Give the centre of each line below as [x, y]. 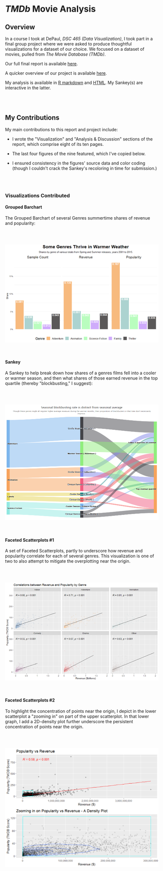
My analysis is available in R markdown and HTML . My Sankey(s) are [74, 82]
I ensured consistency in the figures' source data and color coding [79, 163]
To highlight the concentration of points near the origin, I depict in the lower [81, 711]
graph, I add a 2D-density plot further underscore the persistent [69, 721]
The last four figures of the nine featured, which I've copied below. [79, 153]
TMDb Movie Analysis [51, 9]
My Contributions [32, 118]
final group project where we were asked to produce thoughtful [69, 44]
